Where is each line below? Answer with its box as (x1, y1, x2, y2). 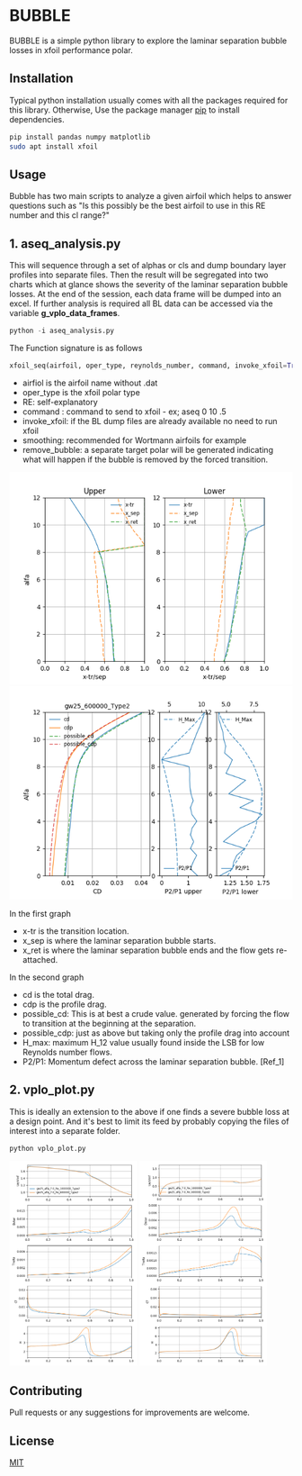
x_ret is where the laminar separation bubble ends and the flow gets (22, 945, 274, 955)
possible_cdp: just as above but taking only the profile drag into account (22, 1028, 290, 1038)
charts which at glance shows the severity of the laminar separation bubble (9, 279, 289, 290)
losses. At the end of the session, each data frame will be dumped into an (9, 289, 281, 300)
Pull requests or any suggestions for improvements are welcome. (9, 1407, 250, 1418)
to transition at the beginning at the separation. (22, 1018, 196, 1028)
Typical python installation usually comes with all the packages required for (9, 95, 289, 105)
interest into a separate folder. (9, 1125, 121, 1136)
